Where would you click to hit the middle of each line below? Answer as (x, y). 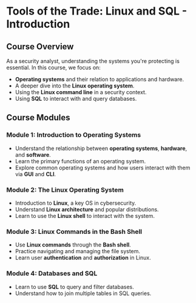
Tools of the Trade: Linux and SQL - (97, 11)
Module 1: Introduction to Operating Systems (74, 135)
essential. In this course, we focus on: (54, 67)
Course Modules (38, 117)
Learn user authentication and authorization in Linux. (83, 258)
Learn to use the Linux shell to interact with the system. (85, 216)
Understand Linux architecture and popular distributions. (87, 209)
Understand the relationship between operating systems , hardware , (101, 148)
